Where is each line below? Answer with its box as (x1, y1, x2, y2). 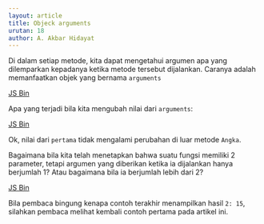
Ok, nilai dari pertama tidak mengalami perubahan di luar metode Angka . (8, 135, 242, 145)
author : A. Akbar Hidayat (8, 34, 94, 42)
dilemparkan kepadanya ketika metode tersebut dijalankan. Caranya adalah (8, 65, 256, 74)
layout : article (8, 11, 62, 20)
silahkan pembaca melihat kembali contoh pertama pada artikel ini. (8, 207, 229, 217)
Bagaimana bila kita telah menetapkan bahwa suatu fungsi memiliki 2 (8, 150, 236, 160)
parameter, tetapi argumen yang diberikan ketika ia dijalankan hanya (8, 159, 234, 169)
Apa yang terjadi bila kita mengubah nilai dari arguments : (8, 104, 194, 114)
